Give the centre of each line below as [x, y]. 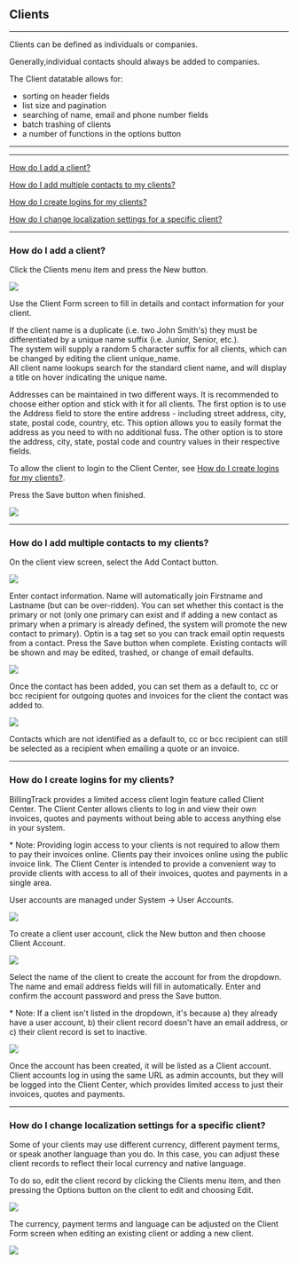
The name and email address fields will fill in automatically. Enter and [135, 986]
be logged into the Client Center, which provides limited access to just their [146, 1084]
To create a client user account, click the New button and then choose [137, 933]
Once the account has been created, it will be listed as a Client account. [141, 1065]
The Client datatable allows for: [66, 78]
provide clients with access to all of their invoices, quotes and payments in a [149, 873]
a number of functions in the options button [102, 133]
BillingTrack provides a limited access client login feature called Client [137, 799]
